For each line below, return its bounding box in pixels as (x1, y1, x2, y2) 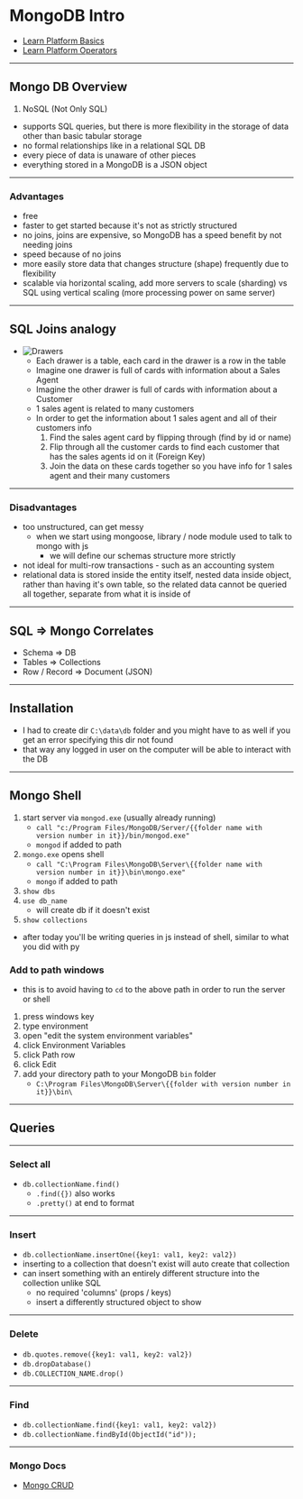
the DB (22, 754, 49, 764)
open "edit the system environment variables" (22, 1029, 194, 1041)
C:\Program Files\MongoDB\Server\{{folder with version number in (35, 1079, 291, 1089)
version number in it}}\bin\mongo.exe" (35, 867, 187, 877)
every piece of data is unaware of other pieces (22, 150, 197, 160)
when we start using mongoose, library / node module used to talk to (35, 531, 293, 542)
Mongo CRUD (22, 1480, 74, 1491)
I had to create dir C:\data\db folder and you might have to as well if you (22, 725, 291, 736)
